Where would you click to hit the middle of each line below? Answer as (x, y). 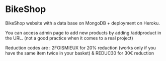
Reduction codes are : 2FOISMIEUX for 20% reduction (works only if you (80, 47)
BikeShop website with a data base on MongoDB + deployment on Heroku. (82, 23)
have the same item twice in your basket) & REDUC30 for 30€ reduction (80, 53)
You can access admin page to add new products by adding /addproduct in (83, 32)
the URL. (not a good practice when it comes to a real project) (69, 38)
